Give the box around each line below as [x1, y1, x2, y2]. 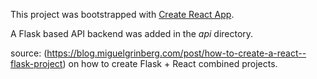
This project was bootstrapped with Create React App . [10, 9, 235, 20]
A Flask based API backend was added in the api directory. [10, 28, 254, 39]
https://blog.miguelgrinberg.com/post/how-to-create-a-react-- [46, 47, 307, 59]
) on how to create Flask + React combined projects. [62, 58, 278, 69]
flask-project [10, 58, 63, 69]
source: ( [10, 47, 48, 59]
